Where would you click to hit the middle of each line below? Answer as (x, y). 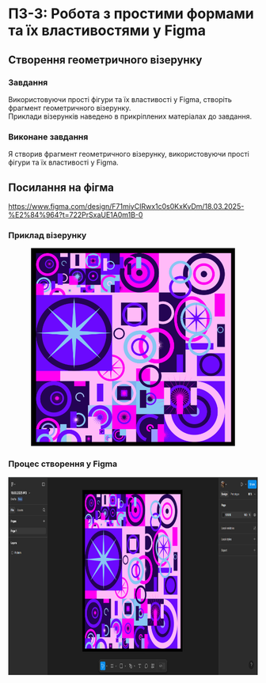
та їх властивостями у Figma (107, 30)
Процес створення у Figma (63, 464)
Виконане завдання (48, 137)
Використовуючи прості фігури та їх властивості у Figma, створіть (120, 99)
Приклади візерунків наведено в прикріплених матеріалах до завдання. (130, 116)
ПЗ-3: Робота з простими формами (131, 14)
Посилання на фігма (61, 187)
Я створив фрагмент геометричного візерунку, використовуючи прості (129, 154)
